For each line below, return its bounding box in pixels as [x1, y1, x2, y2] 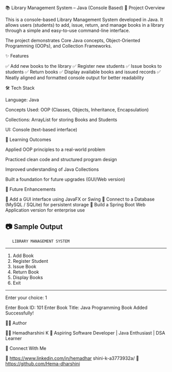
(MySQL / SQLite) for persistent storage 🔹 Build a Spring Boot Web [5, 202, 146, 207]
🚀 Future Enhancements [5, 186, 56, 192]
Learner [5, 335, 22, 341]
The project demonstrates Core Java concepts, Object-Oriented [5, 37, 141, 43]
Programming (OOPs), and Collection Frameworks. [5, 43, 112, 49]
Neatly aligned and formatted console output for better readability [5, 74, 144, 81]
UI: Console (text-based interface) [5, 127, 78, 132]
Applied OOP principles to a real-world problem [5, 146, 106, 152]
